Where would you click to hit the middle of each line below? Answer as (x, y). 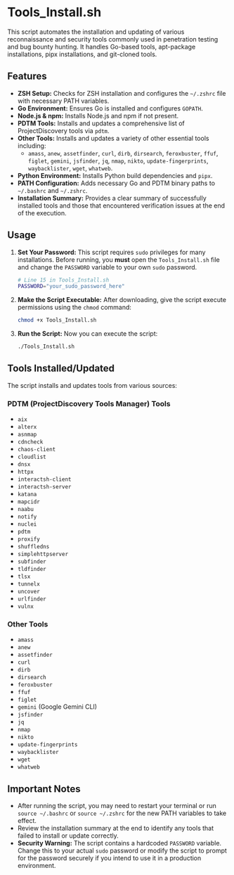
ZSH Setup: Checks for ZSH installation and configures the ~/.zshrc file (122, 93)
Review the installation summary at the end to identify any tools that (116, 829)
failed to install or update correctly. (68, 836)
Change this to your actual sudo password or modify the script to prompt (122, 851)
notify (27, 517)
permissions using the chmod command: (74, 308)
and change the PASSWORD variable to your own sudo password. (107, 267)
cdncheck (30, 442)
